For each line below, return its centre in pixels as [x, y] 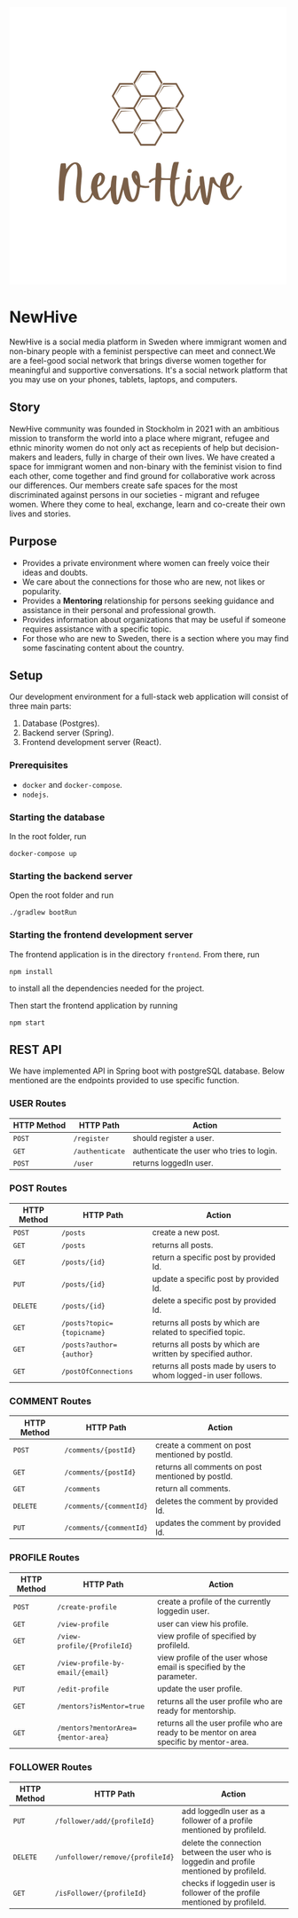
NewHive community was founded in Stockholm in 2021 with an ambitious [144, 428]
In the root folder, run [48, 836]
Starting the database [57, 817]
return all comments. [192, 1489]
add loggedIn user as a [223, 1812]
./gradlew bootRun [43, 913]
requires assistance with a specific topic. [97, 629]
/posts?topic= [87, 1323]
